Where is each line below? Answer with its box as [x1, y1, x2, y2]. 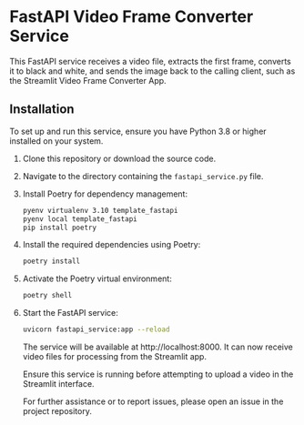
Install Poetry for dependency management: [22, 188, 188, 199]
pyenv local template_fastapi [22, 214, 138, 224]
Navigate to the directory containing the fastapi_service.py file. [22, 170, 264, 181]
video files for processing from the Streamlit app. [22, 351, 208, 361]
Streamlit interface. [22, 379, 95, 389]
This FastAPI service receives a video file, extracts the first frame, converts [9, 56, 291, 66]
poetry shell [22, 291, 73, 300]
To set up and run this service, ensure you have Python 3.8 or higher [9, 126, 267, 137]
